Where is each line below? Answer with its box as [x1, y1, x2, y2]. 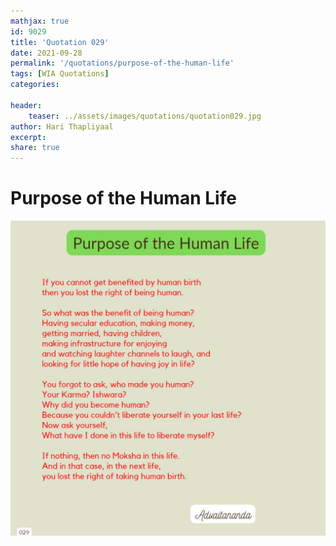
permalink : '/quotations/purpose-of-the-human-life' [10, 58, 235, 69]
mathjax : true [10, 16, 70, 26]
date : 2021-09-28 [10, 48, 83, 58]
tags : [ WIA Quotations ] [10, 69, 110, 79]
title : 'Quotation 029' [10, 37, 110, 47]
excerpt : [10, 132, 47, 142]
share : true [10, 143, 60, 153]
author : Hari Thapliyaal [10, 121, 114, 132]
